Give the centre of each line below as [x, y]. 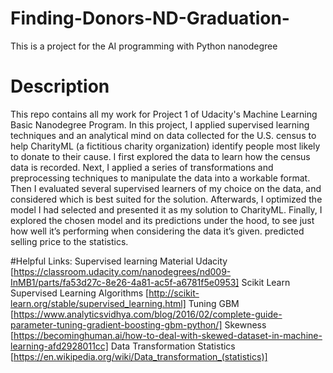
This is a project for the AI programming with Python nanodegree [144, 46]
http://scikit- [174, 293]
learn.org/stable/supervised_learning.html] [98, 303]
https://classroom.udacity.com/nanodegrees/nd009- [122, 271]
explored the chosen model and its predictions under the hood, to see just [162, 220]
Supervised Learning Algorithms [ [80, 293]
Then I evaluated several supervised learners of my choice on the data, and [166, 188]
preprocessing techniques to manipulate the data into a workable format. [160, 178]
